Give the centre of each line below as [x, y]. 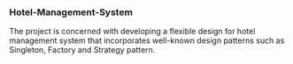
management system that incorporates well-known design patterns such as [147, 40]
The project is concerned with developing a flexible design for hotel [132, 32]
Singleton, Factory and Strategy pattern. [82, 50]
